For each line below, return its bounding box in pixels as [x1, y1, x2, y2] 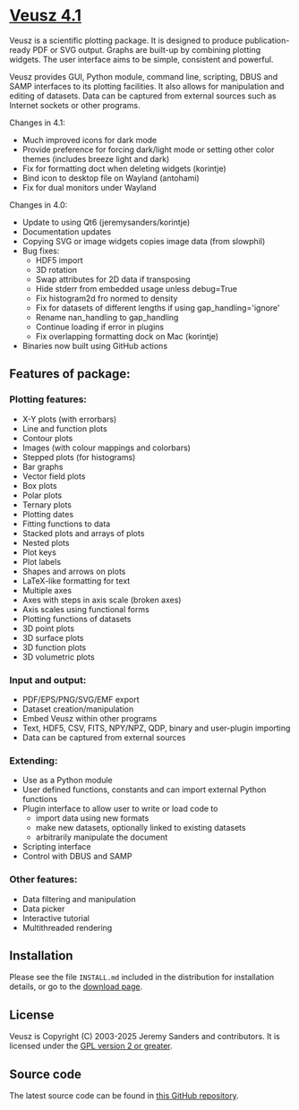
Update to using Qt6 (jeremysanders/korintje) [21, 217, 191, 227]
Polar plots [21, 490, 63, 500]
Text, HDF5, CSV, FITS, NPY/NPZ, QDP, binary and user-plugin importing [21, 722, 291, 733]
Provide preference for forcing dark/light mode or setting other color [21, 144, 275, 155]
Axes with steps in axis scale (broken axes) [21, 594, 182, 605]
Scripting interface [21, 841, 91, 852]
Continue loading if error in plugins [35, 321, 164, 332]
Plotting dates [21, 508, 74, 519]
